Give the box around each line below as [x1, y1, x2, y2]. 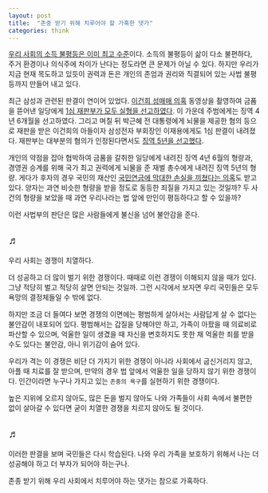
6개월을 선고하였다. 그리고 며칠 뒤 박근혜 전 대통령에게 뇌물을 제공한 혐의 [16, 116, 242, 126]
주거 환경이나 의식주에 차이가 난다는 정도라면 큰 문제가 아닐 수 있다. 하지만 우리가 [8, 59, 259, 69]
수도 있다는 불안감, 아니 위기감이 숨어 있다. [8, 340, 140, 349]
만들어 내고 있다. [29, 79, 81, 89]
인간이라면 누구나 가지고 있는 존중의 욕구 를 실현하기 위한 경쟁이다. [18, 377, 220, 386]
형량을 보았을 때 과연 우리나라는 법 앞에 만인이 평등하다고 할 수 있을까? [22, 193, 242, 203]
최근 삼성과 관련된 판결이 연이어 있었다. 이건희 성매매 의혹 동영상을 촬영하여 [8, 97, 242, 106]
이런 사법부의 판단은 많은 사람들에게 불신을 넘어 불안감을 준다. [8, 210, 200, 219]
